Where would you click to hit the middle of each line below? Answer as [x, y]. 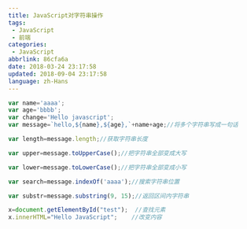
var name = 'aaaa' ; [37, 103]
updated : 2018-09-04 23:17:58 [58, 74]
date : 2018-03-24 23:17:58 [52, 67]
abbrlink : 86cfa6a [38, 60]
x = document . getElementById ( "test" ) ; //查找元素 [87, 210]
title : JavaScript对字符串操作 [56, 15]
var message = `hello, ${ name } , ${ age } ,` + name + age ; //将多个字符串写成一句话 [123, 125]
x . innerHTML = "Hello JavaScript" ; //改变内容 [85, 217]
